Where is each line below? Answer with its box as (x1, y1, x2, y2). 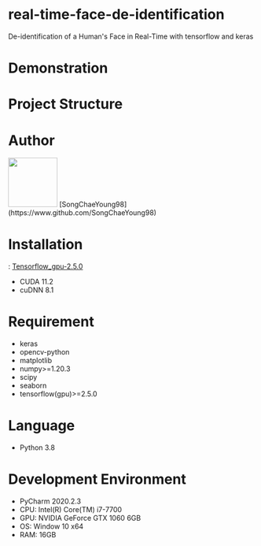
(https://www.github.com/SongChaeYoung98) (8, 208, 157, 217)
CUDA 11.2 (19, 277, 53, 287)
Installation (8, 236, 83, 254)
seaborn (19, 381, 47, 391)
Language (8, 417, 75, 435)
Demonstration (8, 59, 108, 77)
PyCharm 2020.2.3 (19, 496, 81, 506)
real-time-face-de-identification (8, 6, 225, 24)
